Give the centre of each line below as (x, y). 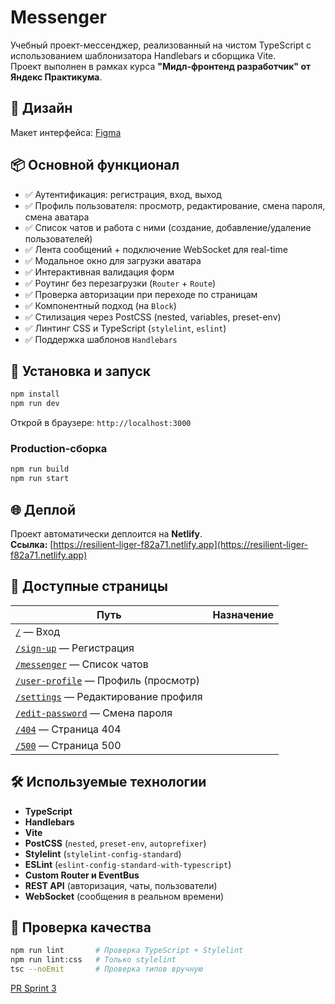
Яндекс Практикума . (56, 77)
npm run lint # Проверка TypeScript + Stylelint (127, 951)
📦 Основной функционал (95, 165)
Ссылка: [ (32, 544)
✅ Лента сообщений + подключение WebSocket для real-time (156, 249)
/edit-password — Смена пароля (94, 713)
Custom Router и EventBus (82, 875)
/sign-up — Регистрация (75, 648)
